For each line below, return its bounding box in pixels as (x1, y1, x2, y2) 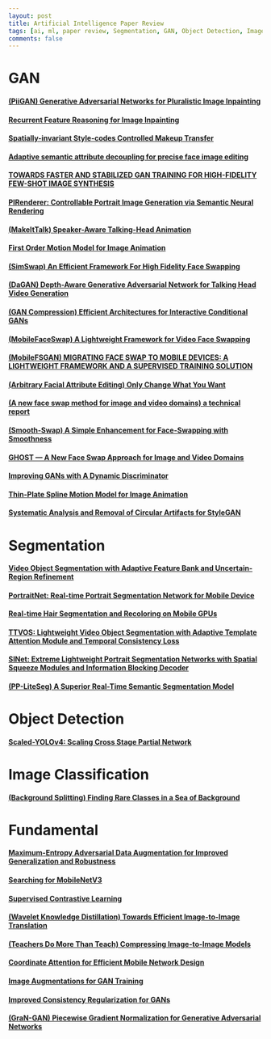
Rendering (8, 206, 44, 215)
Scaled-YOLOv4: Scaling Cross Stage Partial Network (8, 737, 192, 746)
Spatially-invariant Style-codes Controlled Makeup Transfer (8, 133, 214, 143)
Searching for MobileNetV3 (8, 875, 102, 885)
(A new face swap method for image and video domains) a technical (8, 398, 241, 408)
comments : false (8, 34, 63, 43)
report (8, 407, 31, 416)
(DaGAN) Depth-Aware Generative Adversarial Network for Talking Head (8, 280, 256, 289)
